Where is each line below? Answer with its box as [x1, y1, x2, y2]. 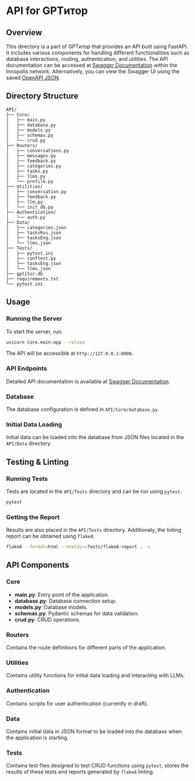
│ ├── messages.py [6, 152, 57, 159]
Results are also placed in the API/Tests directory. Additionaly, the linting [6, 527, 182, 534]
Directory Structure [6, 91, 79, 101]
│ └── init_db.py [6, 204, 54, 210]
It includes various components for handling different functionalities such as [6, 49, 190, 56]
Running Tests [6, 474, 48, 483]
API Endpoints [6, 365, 47, 373]
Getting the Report [6, 513, 60, 521]
